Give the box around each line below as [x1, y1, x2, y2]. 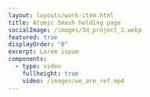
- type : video [15, 63, 61, 70]
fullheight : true [22, 70, 79, 77]
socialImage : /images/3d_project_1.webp [8, 26, 143, 34]
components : [8, 56, 47, 63]
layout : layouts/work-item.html [8, 11, 114, 20]
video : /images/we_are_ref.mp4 [22, 77, 125, 84]
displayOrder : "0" [8, 41, 68, 48]
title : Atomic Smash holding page [8, 19, 122, 27]
